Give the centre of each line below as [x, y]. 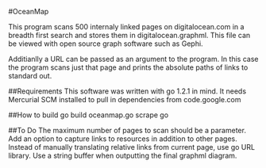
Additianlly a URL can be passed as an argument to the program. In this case [133, 59]
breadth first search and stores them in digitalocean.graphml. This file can [129, 35]
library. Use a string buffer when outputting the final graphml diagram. [123, 155]
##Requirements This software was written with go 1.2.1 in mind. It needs [127, 91]
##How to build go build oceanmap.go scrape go [89, 115]
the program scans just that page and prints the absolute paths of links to [128, 67]
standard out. [30, 76]
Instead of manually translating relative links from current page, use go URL [132, 147]
